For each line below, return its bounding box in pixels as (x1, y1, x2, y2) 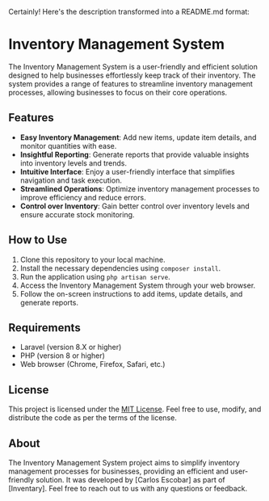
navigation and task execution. (19, 175, 123, 185)
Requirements (8, 321, 81, 335)
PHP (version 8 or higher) (19, 351, 105, 360)
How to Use (8, 234, 68, 247)
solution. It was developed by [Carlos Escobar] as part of (36, 475, 226, 484)
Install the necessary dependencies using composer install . (19, 263, 221, 273)
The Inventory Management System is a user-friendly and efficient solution (8, 61, 258, 71)
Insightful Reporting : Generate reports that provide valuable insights (19, 149, 250, 159)
